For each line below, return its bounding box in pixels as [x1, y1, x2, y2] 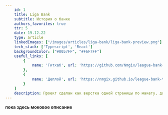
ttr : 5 [14, 26, 28, 31]
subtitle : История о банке [14, 16, 70, 21]
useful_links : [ [14, 53, 48, 59]
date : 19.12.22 [14, 30, 46, 35]
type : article [14, 35, 43, 40]
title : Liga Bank [14, 12, 50, 17]
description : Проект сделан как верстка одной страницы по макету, [14, 91, 157, 96]
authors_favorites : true [14, 21, 66, 26]
